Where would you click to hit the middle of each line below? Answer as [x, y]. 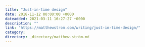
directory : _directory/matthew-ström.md [48, 37]
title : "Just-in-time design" [36, 10]
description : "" [22, 23]
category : [15, 32]
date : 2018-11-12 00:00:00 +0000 [40, 14]
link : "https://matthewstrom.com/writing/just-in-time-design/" [73, 28]
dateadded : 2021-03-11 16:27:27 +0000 [45, 19]
